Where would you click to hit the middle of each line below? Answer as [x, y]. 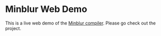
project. [13, 28]
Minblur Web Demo [46, 9]
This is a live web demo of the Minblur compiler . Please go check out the [80, 23]
